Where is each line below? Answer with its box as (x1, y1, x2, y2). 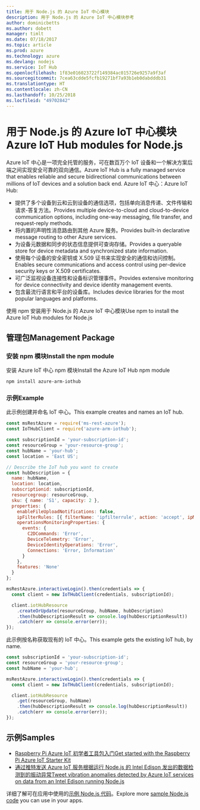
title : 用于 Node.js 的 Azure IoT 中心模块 (6, 8, 110, 15)
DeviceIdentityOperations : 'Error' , (27, 541, 118, 548)
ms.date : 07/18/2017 (6, 36, 58, 42)
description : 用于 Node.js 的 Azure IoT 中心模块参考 (6, 14, 135, 20)
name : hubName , (11, 475, 49, 481)
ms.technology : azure (6, 53, 60, 59)
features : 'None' (17, 564, 60, 570)
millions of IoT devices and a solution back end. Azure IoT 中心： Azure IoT (6, 180, 188, 187)
